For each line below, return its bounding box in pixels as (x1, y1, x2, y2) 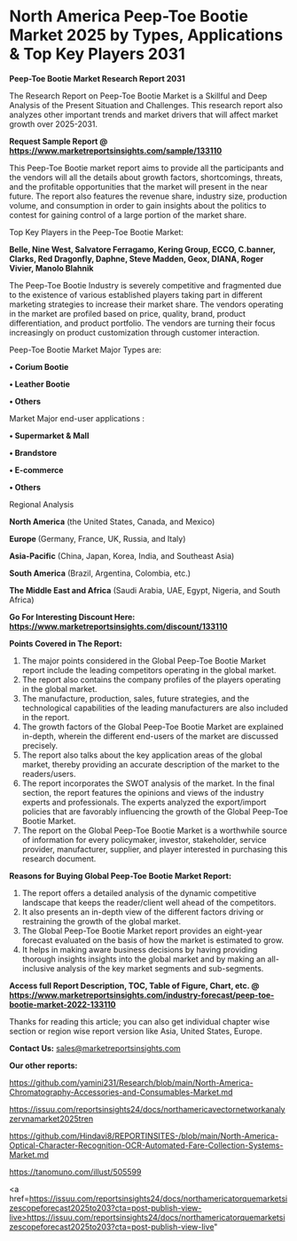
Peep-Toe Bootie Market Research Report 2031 (9, 73, 186, 83)
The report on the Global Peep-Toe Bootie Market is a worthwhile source (21, 825, 288, 836)
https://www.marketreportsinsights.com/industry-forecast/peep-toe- (9, 989, 275, 1000)
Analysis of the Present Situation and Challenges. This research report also (9, 99, 284, 110)
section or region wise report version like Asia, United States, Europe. (9, 1025, 263, 1036)
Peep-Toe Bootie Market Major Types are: (9, 344, 162, 355)
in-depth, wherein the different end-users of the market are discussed (21, 730, 279, 742)
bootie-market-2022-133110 (9, 999, 116, 1009)
